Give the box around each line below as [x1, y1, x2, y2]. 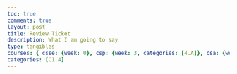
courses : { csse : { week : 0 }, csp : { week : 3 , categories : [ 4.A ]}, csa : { [7, 50, 226, 57]
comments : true [7, 17, 52, 24]
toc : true [7, 10, 37, 18]
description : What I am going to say [7, 37, 119, 44]
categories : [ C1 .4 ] [7, 56, 65, 63]
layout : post [7, 23, 46, 30]
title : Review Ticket [7, 30, 71, 37]
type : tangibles [7, 43, 55, 50]
